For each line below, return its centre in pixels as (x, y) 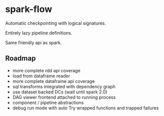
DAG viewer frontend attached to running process (64, 97)
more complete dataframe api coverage (54, 81)
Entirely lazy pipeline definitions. (39, 33)
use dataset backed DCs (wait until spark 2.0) (60, 92)
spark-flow (29, 9)
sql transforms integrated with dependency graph (64, 86)
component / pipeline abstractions (48, 102)
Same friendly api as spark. (33, 42)
